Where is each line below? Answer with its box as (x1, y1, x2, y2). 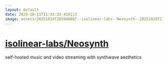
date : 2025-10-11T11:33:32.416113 (5, 12, 77, 17)
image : (5, 16, 19, 21)
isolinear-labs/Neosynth (5, 38, 109, 49)
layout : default (5, 7, 39, 12)
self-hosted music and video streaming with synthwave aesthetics (5, 54, 141, 60)
